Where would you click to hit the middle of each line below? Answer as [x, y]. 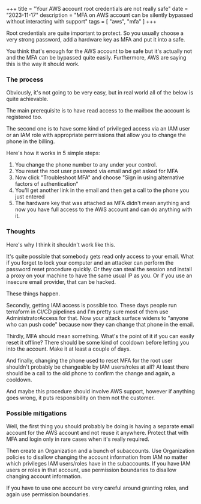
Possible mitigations [37, 413]
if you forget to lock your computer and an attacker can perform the [90, 263]
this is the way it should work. [43, 64]
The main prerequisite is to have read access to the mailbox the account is [98, 111]
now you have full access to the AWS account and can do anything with [103, 209]
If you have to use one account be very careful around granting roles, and [97, 488]
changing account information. [44, 476]
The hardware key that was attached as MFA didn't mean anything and [102, 203]
